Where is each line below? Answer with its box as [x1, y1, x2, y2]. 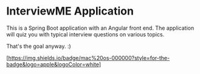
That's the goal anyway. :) [6, 42, 71, 50]
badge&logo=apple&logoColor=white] [6, 61, 102, 68]
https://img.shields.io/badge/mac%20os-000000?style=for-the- [8, 54, 170, 61]
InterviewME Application [6, 4, 134, 18]
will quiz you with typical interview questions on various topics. [6, 30, 165, 38]
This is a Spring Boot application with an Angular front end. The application [6, 24, 195, 32]
